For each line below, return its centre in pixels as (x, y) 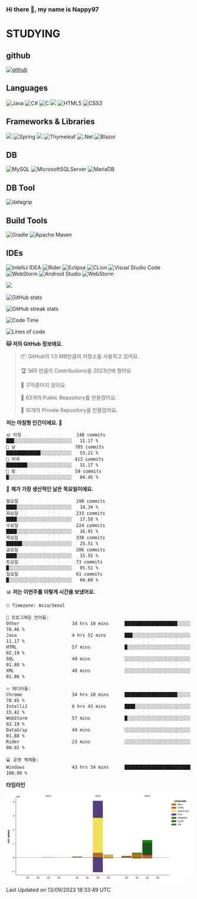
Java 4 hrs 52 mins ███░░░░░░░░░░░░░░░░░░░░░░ (98, 635)
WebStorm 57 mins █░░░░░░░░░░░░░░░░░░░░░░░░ (98, 718)
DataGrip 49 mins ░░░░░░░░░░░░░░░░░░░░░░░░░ (98, 730)
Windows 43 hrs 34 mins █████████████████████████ (98, 767)
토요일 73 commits (54, 562)
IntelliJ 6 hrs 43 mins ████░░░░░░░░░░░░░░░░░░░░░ (98, 706)
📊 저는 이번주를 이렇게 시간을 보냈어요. (51, 591)
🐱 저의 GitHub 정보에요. (34, 344)
